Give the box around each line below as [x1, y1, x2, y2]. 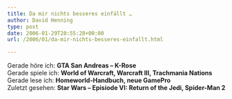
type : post [7, 23, 39, 30]
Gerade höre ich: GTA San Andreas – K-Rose [7, 61, 137, 70]
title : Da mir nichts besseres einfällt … [7, 10, 132, 17]
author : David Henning [7, 17, 73, 24]
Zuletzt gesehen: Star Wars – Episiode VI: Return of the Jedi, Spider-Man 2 [7, 84, 226, 92]
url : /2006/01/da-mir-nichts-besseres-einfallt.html [7, 36, 164, 43]
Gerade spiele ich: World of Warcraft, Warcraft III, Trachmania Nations [7, 69, 212, 77]
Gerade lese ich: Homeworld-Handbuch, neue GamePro [7, 76, 171, 84]
